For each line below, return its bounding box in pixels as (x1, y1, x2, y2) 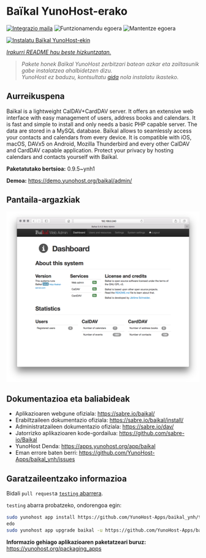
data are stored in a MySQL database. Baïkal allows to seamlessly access (6, 127, 192, 134)
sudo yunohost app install (6, 514, 75, 521)
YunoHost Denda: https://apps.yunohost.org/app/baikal (15, 443, 156, 450)
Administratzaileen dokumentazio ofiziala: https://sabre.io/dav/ (15, 423, 174, 430)
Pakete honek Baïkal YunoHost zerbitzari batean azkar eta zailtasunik (21, 60, 199, 68)
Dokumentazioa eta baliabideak (6, 393, 130, 404)
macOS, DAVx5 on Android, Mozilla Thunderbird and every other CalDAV (6, 140, 190, 147)
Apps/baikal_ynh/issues (15, 455, 75, 463)
